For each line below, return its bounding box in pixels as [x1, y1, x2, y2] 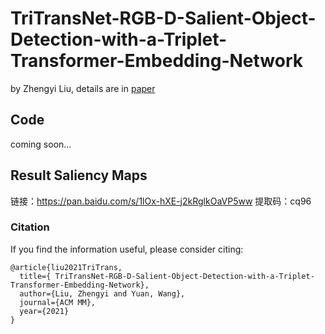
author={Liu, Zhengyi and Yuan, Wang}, [19, 288, 186, 299]
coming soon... [10, 138, 72, 150]
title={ [19, 271, 52, 281]
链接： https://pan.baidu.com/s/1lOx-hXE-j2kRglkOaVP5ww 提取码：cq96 [10, 195, 312, 207]
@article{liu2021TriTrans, [10, 262, 123, 272]
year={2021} [19, 306, 70, 316]
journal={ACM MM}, [19, 297, 97, 307]
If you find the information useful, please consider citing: [10, 243, 244, 255]
